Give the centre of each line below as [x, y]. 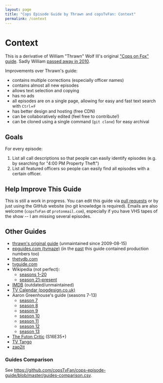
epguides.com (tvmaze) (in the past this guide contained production [80, 249]
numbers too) [26, 253]
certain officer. [27, 174]
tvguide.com [25, 264]
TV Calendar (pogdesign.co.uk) [44, 290]
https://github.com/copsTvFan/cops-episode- [60, 370]
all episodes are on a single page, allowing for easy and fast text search [84, 101]
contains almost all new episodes [45, 85]
